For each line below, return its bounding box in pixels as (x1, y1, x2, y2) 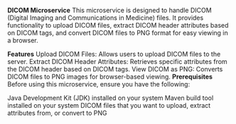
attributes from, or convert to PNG (7, 109, 107, 117)
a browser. (7, 36, 38, 45)
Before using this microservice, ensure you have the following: (7, 80, 191, 88)
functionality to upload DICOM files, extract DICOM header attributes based (7, 21, 229, 29)
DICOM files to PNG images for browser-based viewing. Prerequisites (7, 72, 213, 81)
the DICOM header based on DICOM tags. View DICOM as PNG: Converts (7, 65, 223, 73)
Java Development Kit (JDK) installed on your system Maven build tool (7, 94, 214, 102)
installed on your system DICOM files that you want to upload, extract (7, 101, 211, 109)
